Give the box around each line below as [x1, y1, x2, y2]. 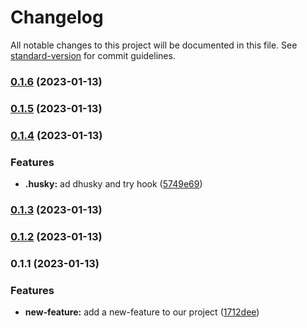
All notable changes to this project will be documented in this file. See [10, 39, 298, 51]
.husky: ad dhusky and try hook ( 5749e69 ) [24, 178, 203, 190]
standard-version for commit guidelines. [10, 49, 176, 61]
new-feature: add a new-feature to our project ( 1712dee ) [24, 306, 260, 318]
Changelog [10, 6, 104, 29]
